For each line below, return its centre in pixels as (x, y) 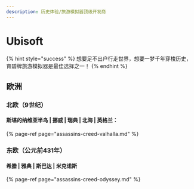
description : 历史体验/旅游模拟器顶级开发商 (56, 12)
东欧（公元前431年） (36, 151)
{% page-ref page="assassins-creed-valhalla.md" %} (73, 134)
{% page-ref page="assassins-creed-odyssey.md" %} (73, 179)
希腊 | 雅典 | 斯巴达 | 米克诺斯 (42, 166)
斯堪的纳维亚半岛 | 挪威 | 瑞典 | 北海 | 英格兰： (62, 120)
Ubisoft (25, 41)
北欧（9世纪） (27, 105)
